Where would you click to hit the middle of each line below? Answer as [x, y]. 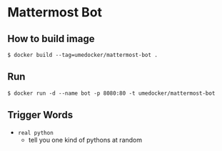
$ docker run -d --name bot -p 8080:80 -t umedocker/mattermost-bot [111, 93]
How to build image [51, 39]
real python [35, 132]
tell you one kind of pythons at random [85, 140]
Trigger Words [40, 115]
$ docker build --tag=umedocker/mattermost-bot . [83, 55]
